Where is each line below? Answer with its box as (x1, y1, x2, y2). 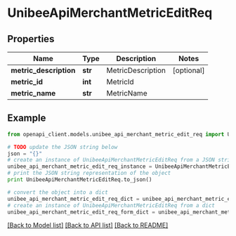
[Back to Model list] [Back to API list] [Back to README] (7, 221, 169, 230)
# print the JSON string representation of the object (7, 170, 171, 177)
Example (7, 112, 46, 124)
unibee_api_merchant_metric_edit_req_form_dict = (7, 209, 156, 216)
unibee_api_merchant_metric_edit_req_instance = (7, 163, 152, 170)
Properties (7, 33, 55, 45)
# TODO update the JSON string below (7, 143, 118, 150)
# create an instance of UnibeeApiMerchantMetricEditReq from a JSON (7, 157, 216, 164)
